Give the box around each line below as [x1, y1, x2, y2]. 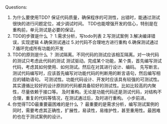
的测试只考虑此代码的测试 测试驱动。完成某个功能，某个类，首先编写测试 [12, 58, 162, 63]
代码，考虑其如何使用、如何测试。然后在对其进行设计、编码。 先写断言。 [12, 64, 162, 70]
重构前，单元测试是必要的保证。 [12, 27, 78, 33]
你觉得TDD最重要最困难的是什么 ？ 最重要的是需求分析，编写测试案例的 [12, 101, 159, 107]
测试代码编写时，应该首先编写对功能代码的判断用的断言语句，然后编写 [12, 70, 157, 76]
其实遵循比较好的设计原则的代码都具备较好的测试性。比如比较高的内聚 [12, 83, 157, 88]
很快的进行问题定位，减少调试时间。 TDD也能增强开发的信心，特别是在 [12, 21, 158, 26]
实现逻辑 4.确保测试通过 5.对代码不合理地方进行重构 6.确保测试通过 [21, 39, 159, 45]
